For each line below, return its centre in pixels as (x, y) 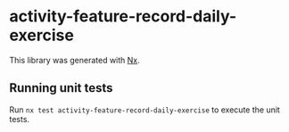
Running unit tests (61, 88)
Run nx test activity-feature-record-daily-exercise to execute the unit (145, 110)
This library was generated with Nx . (74, 60)
